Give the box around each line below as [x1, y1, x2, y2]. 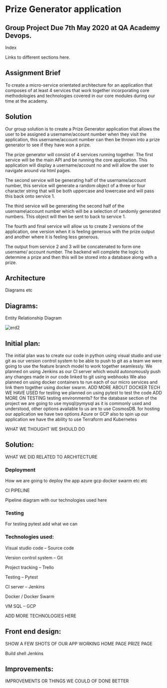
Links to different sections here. [5, 54, 71, 60]
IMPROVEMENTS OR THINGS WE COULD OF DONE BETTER [5, 678, 129, 684]
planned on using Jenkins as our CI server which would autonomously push [5, 369, 161, 375]
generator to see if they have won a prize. [5, 142, 91, 148]
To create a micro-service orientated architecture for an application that [5, 82, 153, 88]
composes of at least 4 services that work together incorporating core [5, 87, 150, 93]
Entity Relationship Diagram [5, 315, 62, 321]
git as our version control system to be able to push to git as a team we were [5, 358, 162, 364]
